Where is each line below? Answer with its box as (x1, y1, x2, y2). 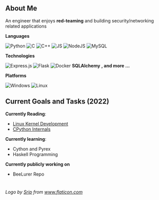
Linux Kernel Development (12, 120, 68, 127)
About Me (5, 4, 37, 13)
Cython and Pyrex (12, 145, 51, 152)
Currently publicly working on (5, 161, 70, 167)
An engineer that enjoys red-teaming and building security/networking (5, 17, 154, 23)
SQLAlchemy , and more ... (72, 62, 130, 68)
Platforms (5, 72, 26, 79)
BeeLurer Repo (12, 171, 44, 177)
